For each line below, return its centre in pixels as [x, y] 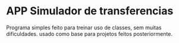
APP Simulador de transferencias [90, 11]
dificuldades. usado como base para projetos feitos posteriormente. [89, 33]
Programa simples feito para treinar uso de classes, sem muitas [84, 27]
